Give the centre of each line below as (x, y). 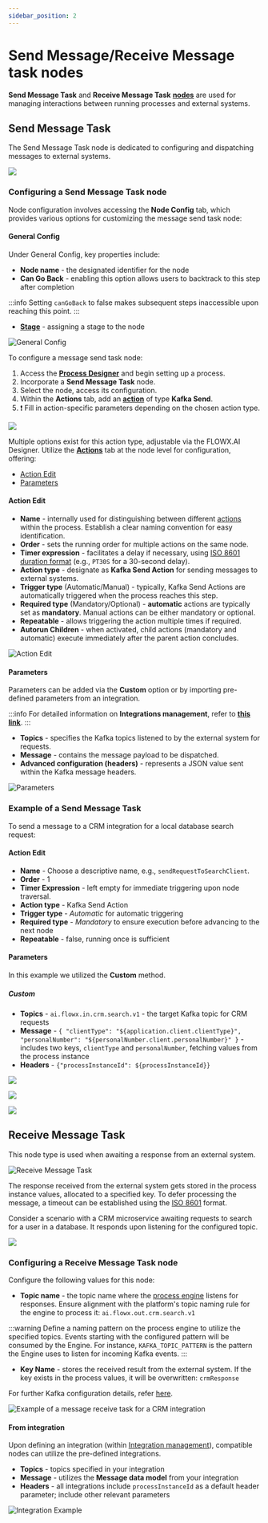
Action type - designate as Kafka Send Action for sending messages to (139, 570)
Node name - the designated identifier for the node (104, 270)
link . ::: (20, 722)
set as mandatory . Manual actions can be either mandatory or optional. (138, 613)
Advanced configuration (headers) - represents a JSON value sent (132, 764)
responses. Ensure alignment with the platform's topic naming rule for (135, 1304)
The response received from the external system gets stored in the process (133, 1185)
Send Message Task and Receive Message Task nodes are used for (122, 95)
